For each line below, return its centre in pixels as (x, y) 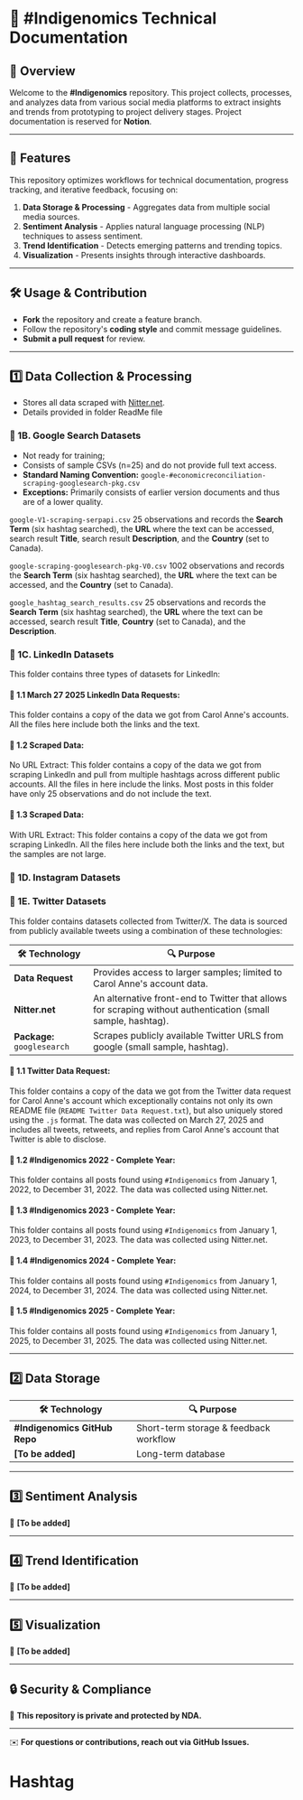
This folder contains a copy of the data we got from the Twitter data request (150, 1091)
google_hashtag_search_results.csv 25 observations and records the (138, 602)
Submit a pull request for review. (84, 339)
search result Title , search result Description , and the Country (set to (139, 538)
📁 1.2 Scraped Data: (46, 745)
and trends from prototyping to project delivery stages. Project (125, 112)
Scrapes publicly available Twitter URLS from (188, 1035)
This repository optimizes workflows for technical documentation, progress (149, 180)
